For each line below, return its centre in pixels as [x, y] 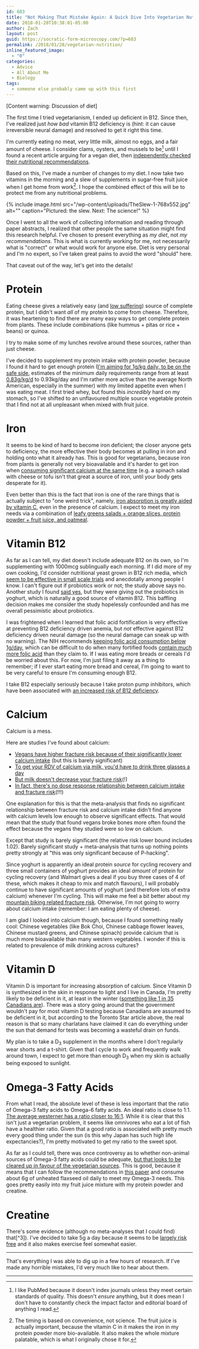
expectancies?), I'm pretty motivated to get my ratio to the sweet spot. [92, 1142]
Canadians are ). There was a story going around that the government [91, 1004]
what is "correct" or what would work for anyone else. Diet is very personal [98, 248]
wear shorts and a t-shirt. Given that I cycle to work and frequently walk [94, 1049]
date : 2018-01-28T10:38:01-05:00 [47, 23]
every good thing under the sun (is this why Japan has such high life [90, 1135]
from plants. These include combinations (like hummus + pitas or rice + [93, 325]
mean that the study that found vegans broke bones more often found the [96, 822]
